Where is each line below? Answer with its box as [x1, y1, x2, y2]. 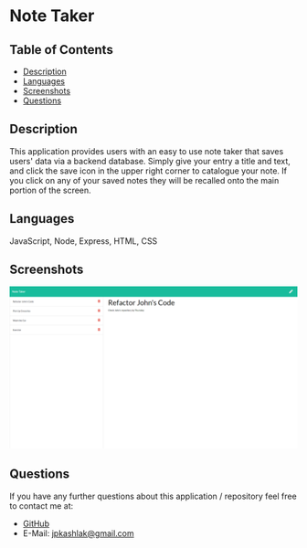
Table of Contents [9, 42, 114, 58]
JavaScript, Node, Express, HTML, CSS [9, 235, 158, 247]
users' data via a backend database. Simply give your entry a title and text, [9, 155, 291, 166]
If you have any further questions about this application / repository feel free [9, 490, 297, 501]
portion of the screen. [9, 184, 91, 195]
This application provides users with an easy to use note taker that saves [9, 145, 284, 156]
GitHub [22, 518, 50, 529]
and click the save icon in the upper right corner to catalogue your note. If [9, 165, 288, 176]
